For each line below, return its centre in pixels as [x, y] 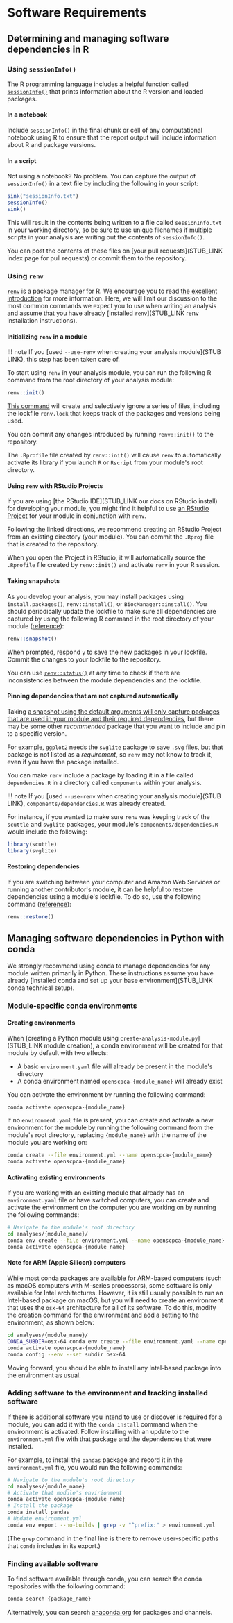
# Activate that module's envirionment [65, 1493]
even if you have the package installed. [63, 762]
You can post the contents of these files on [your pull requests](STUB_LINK [115, 251]
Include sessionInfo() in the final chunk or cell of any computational [105, 131]
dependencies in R [48, 49]
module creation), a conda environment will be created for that [133, 1045]
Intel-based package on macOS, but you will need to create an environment [115, 1300]
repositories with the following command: [67, 1586]
